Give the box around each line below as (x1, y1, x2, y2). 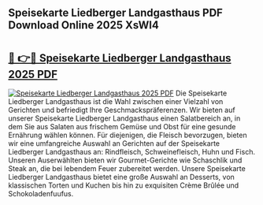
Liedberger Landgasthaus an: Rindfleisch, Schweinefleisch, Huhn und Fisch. (8, 147, 256, 156)
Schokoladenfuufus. (8, 189, 74, 198)
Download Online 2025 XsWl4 (8, 19, 159, 32)
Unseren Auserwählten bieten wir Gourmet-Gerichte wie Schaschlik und (8, 155, 243, 165)
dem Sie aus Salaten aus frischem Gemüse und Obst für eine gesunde (8, 122, 236, 131)
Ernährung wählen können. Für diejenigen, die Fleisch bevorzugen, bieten (8, 130, 247, 140)
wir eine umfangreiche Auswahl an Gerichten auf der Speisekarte (8, 139, 220, 148)
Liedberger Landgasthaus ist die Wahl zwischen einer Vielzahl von (8, 97, 224, 106)
